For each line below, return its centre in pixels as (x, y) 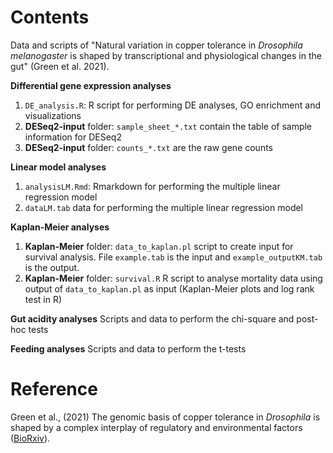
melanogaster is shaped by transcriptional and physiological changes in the (166, 55)
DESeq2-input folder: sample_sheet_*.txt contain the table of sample (168, 126)
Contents (50, 17)
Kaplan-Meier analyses (60, 227)
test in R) (43, 299)
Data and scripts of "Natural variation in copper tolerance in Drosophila (156, 45)
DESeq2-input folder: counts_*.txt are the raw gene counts (149, 147)
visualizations (53, 115)
